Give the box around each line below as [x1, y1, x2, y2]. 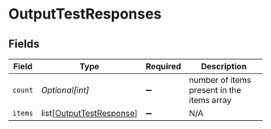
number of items [189, 74, 252, 85]
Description [200, 61, 248, 72]
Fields [8, 37, 40, 51]
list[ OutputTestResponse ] [40, 108, 139, 119]
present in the [189, 85, 242, 95]
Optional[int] [40, 85, 90, 95]
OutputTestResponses [8, 5, 162, 23]
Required [145, 61, 181, 72]
